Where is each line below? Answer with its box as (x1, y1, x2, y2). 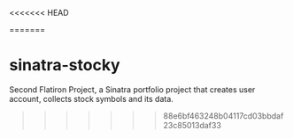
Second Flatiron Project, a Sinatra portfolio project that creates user (9, 84, 256, 95)
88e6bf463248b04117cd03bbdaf (163, 110, 284, 121)
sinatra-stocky (9, 55, 121, 76)
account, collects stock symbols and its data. (9, 93, 174, 104)
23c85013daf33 (163, 120, 221, 130)
